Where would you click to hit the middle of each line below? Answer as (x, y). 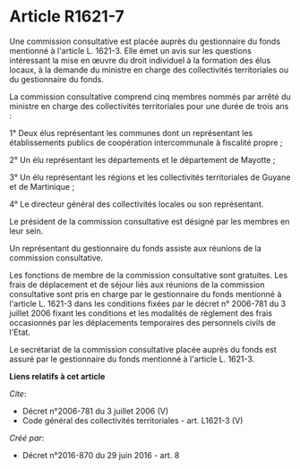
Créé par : (27, 438)
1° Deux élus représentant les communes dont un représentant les (131, 132)
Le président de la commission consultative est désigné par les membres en (150, 221)
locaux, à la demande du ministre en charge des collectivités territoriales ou (149, 70)
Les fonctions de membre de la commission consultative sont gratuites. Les (149, 275)
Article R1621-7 (67, 17)
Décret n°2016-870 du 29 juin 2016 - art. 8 (101, 455)
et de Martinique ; (42, 186)
